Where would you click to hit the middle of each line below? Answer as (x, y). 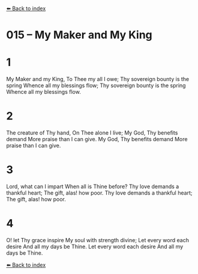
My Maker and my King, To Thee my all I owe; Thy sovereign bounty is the (98, 79)
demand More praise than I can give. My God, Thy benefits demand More (97, 139)
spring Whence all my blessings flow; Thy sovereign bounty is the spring (96, 85)
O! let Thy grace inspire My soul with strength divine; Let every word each (97, 240)
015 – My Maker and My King (79, 35)
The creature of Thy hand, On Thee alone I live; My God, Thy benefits (92, 133)
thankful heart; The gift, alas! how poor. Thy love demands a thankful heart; (99, 193)
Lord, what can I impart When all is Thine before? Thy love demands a (93, 186)
